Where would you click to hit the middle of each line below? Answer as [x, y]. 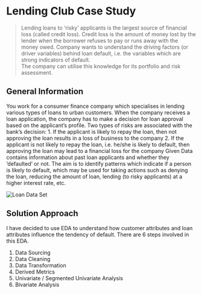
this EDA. [17, 241]
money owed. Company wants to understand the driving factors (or [105, 47]
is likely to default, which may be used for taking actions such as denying [97, 170]
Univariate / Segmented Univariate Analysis [69, 278]
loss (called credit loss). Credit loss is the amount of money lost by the [108, 34]
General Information [45, 92]
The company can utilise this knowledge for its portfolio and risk [101, 66]
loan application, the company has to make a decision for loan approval [95, 119]
